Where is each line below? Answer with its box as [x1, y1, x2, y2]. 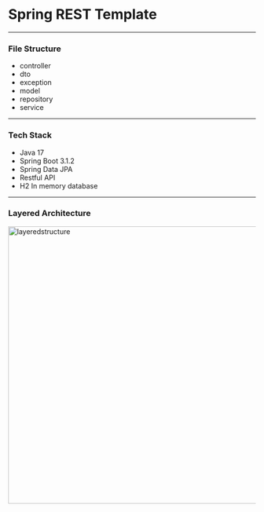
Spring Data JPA [19, 164, 73, 174]
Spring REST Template [8, 5, 157, 24]
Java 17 [19, 148, 45, 157]
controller [19, 61, 51, 71]
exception [19, 78, 53, 87]
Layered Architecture [8, 208, 92, 219]
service [19, 103, 45, 112]
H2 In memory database [19, 181, 98, 190]
